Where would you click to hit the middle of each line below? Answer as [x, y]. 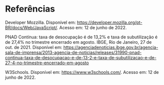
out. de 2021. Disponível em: [34, 47]
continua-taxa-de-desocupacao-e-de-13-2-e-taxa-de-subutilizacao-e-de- [81, 57]
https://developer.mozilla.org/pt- [110, 22]
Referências [30, 9]
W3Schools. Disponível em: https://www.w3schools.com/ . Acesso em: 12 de [82, 72]
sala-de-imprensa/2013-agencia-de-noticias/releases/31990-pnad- [73, 52]
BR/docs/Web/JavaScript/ [31, 27]
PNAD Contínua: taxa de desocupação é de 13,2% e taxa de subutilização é [81, 37]
